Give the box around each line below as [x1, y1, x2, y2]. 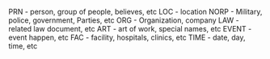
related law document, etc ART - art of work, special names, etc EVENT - [8, 24, 252, 33]
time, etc [8, 41, 38, 51]
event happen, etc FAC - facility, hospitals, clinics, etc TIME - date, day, [8, 32, 246, 42]
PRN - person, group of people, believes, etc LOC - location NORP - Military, [8, 7, 263, 16]
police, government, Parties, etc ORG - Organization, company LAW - [8, 15, 240, 25]
